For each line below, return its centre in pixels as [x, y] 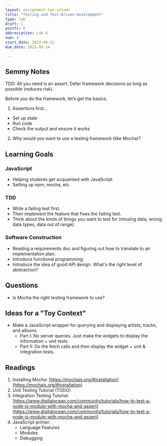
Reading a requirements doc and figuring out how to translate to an [81, 248]
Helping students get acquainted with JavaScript [63, 179]
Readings [20, 368]
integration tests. [37, 352]
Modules [29, 433]
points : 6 [15, 29]
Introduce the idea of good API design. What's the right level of [77, 264]
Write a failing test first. [36, 209]
